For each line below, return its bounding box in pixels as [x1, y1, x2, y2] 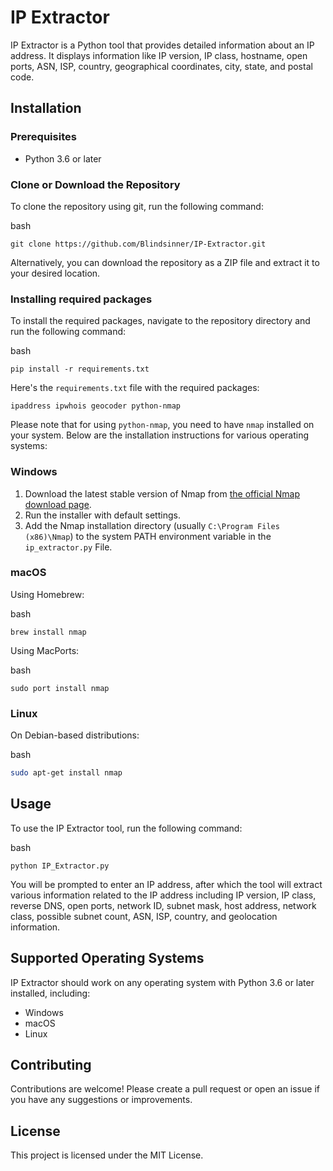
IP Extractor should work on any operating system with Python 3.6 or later [10, 976, 315, 988]
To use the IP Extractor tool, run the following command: [10, 822, 243, 834]
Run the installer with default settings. [24, 509, 181, 521]
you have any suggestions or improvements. [10, 1094, 193, 1106]
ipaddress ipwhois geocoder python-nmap [10, 401, 182, 411]
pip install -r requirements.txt [10, 364, 150, 375]
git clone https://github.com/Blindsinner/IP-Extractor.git [10, 239, 267, 249]
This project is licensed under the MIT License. [10, 1149, 204, 1161]
